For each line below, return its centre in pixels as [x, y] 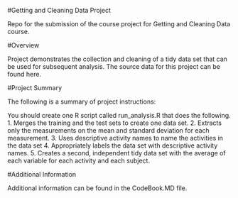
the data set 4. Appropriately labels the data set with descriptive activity [113, 145]
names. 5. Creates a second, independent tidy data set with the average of [117, 153]
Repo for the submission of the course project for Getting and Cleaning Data [119, 24]
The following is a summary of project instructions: [82, 101]
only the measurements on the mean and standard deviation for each [108, 130]
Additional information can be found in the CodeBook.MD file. [97, 188]
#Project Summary [35, 88]
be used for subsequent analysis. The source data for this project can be [114, 66]
